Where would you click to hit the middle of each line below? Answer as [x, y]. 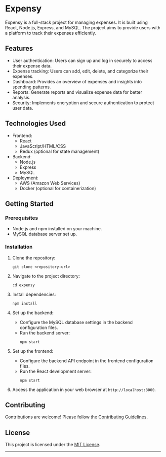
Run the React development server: [56, 371]
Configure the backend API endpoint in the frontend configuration [87, 361]
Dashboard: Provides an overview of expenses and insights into [77, 81]
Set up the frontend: [33, 351]
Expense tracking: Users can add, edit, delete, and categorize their [80, 71]
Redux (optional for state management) [60, 151]
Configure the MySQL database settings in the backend [76, 322]
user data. [22, 108]
